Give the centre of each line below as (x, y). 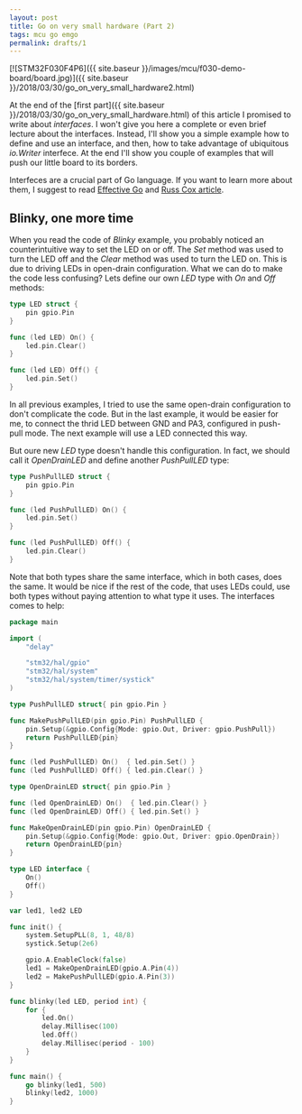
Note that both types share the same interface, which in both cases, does (146, 576)
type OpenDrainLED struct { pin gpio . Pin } (90, 787)
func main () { (36, 1076)
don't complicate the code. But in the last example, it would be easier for (144, 414)
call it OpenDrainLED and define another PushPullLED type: (119, 460)
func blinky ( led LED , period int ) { (78, 1001)
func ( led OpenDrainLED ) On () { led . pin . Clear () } (108, 803)
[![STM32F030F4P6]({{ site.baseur (74, 69)
